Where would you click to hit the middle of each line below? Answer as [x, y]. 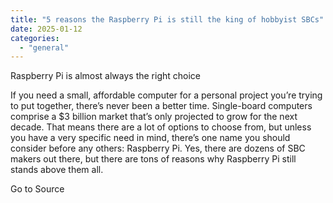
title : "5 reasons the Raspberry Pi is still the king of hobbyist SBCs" [167, 19]
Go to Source [37, 189]
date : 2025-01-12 [46, 29]
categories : [35, 38]
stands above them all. [57, 170]
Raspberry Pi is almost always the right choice [106, 76]
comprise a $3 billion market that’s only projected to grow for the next [154, 117]
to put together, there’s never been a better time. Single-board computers [161, 106]
